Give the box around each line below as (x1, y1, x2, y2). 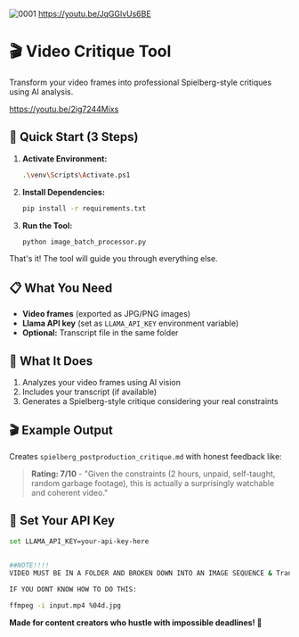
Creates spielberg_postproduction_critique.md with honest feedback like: (9, 451, 282, 461)
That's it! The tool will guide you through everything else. (9, 253, 218, 264)
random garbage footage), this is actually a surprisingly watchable (30, 477, 275, 488)
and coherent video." (30, 487, 109, 498)
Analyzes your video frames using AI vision (21, 377, 181, 387)
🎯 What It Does (9, 353, 93, 368)
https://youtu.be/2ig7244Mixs (9, 103, 119, 114)
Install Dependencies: (21, 186, 105, 197)
